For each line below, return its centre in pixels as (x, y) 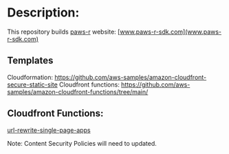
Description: (43, 13)
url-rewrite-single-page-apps (49, 130)
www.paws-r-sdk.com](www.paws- (171, 32)
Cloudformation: (30, 77)
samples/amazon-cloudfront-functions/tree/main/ (78, 91)
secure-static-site (33, 85)
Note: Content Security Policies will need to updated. (82, 143)
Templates (30, 61)
